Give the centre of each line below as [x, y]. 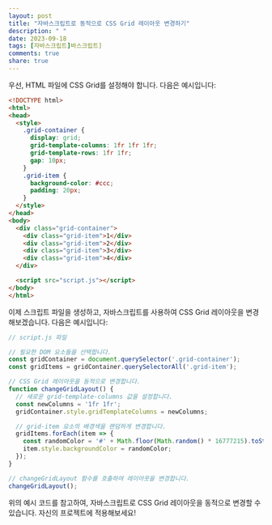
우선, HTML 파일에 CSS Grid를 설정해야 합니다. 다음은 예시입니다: [113, 85]
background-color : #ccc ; [72, 183]
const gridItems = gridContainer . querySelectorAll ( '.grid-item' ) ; [123, 367]
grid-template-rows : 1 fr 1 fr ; [81, 153]
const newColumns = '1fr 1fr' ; [68, 404]
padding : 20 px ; [55, 191]
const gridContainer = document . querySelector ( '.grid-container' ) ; [125, 360]
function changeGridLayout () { [61, 389]
